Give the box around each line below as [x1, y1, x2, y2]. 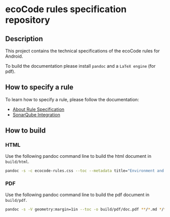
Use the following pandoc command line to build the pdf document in [5, 191, 150, 198]
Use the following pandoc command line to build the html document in [5, 153, 152, 159]
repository [5, 14, 51, 26]
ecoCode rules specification [5, 4, 127, 15]
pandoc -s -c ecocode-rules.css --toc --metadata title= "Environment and [5, 168, 164, 173]
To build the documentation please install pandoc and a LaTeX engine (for [5, 63, 156, 69]
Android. [5, 53, 23, 59]
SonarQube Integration [12, 111, 61, 117]
